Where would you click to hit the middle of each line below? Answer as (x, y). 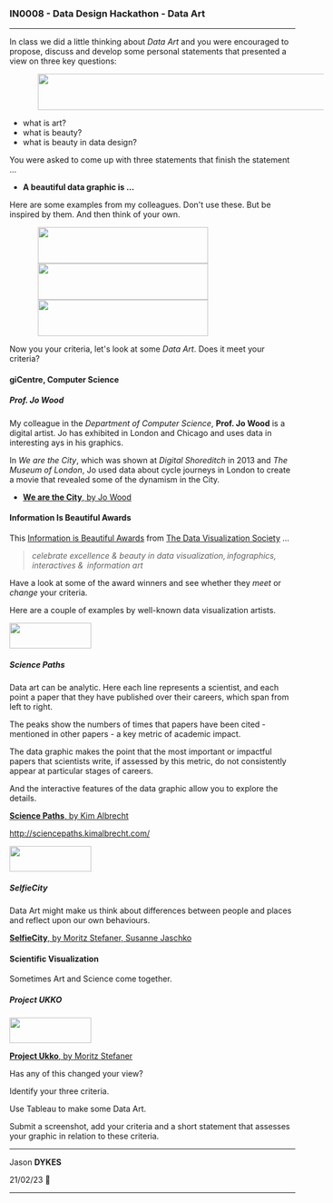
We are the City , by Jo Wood (77, 497)
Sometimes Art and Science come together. (91, 979)
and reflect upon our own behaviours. (80, 920)
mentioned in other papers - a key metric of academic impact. (125, 734)
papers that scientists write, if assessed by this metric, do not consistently (148, 761)
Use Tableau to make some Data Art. (78, 1109)
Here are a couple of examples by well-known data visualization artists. (143, 611)
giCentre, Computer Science (64, 379)
